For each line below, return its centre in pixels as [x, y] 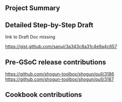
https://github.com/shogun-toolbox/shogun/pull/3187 [60, 79]
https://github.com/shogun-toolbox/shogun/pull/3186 [60, 74]
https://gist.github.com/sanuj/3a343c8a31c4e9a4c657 [61, 47]
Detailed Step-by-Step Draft [49, 25]
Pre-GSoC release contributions [56, 62]
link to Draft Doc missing [30, 37]
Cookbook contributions [44, 95]
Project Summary [33, 8]
